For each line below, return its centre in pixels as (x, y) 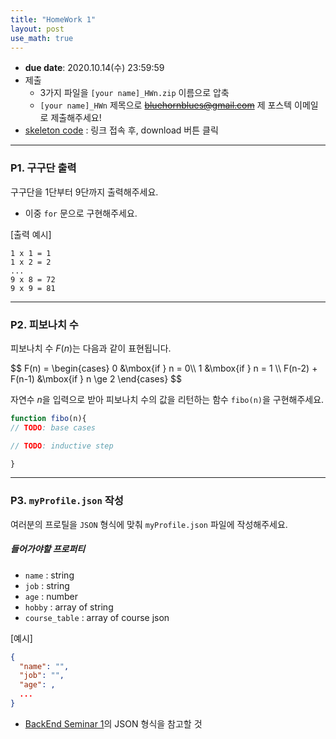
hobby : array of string (69, 607)
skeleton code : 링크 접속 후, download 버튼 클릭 (121, 130)
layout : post (37, 29)
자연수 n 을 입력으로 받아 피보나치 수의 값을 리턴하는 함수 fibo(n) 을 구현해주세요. (167, 399)
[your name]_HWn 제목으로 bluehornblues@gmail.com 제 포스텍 (166, 105)
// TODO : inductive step (62, 446)
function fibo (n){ (48, 418)
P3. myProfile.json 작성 (67, 501)
